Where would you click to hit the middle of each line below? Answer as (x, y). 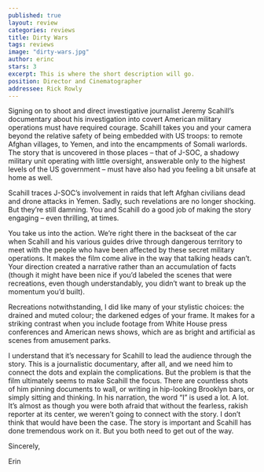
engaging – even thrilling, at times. (64, 218)
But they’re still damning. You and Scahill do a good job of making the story (130, 210)
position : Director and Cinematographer (75, 81)
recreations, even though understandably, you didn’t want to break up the (127, 283)
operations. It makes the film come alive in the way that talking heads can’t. (130, 258)
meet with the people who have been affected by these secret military (121, 250)
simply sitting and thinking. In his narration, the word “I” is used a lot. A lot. (128, 397)
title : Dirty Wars (38, 37)
